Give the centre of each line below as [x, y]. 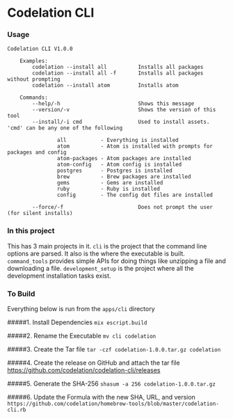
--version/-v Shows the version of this [124, 110]
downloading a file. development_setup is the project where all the [101, 268]
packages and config [37, 152]
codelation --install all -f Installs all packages [118, 73]
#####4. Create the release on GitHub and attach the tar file [94, 363]
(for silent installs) [40, 214]
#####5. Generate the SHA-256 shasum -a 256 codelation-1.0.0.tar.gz [111, 384]
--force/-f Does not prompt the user [123, 207]
